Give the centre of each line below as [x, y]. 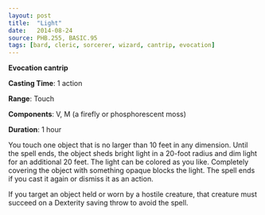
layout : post [30, 16]
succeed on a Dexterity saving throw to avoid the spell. [98, 203]
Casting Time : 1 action [45, 84]
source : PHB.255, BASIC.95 [53, 38]
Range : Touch [31, 99]
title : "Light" [35, 23]
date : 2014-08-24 [41, 30]
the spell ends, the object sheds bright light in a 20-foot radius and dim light [132, 154]
